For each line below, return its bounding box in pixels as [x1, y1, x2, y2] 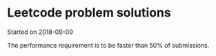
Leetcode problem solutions [7, 5, 171, 21]
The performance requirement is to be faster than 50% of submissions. [7, 41, 210, 49]
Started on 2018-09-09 [7, 28, 74, 36]
